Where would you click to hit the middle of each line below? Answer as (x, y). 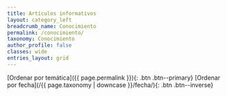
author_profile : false (39, 45)
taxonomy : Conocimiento (41, 39)
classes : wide (27, 52)
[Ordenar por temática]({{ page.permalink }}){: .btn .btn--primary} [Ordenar (114, 77)
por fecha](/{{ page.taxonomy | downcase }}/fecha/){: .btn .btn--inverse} (110, 85)
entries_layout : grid (38, 58)
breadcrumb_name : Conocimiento (52, 26)
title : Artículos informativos (52, 13)
